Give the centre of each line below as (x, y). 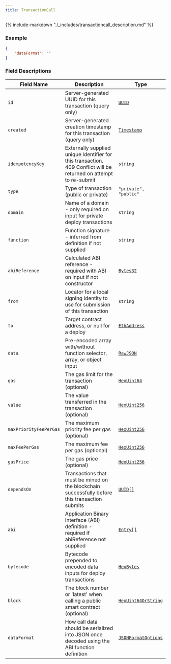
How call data (81, 622)
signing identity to (86, 298)
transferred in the (86, 402)
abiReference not (85, 539)
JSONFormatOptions (140, 638)
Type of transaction (88, 188)
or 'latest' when (83, 594)
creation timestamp (88, 127)
